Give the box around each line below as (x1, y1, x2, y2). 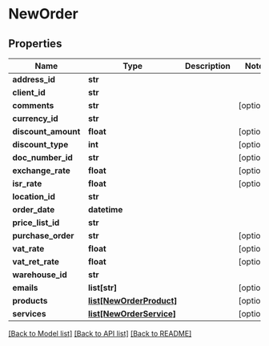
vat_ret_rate (12, 256, 60, 267)
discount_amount (12, 126, 81, 137)
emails (12, 282, 38, 293)
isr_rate (12, 178, 42, 189)
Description (185, 61, 231, 71)
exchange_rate (12, 165, 70, 176)
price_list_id (12, 217, 60, 228)
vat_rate (12, 243, 45, 254)
